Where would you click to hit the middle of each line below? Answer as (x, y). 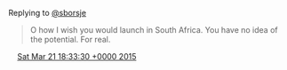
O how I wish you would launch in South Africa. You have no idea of (154, 30)
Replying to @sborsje (47, 13)
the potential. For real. (70, 39)
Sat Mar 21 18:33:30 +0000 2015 (76, 56)
